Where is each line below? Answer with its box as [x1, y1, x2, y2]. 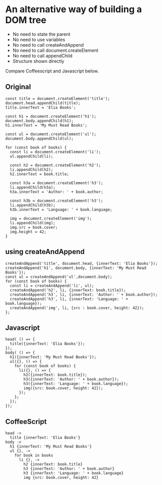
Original [5, 83, 31, 91]
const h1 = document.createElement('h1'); [5, 114, 96, 119]
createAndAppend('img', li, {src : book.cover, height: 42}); [10, 305, 144, 310]
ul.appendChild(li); [10, 154, 53, 159]
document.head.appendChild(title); [5, 100, 81, 106]
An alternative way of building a [5, 4, 142, 15]
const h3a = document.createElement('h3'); [10, 180, 103, 186]
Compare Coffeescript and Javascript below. [5, 67, 99, 74]
